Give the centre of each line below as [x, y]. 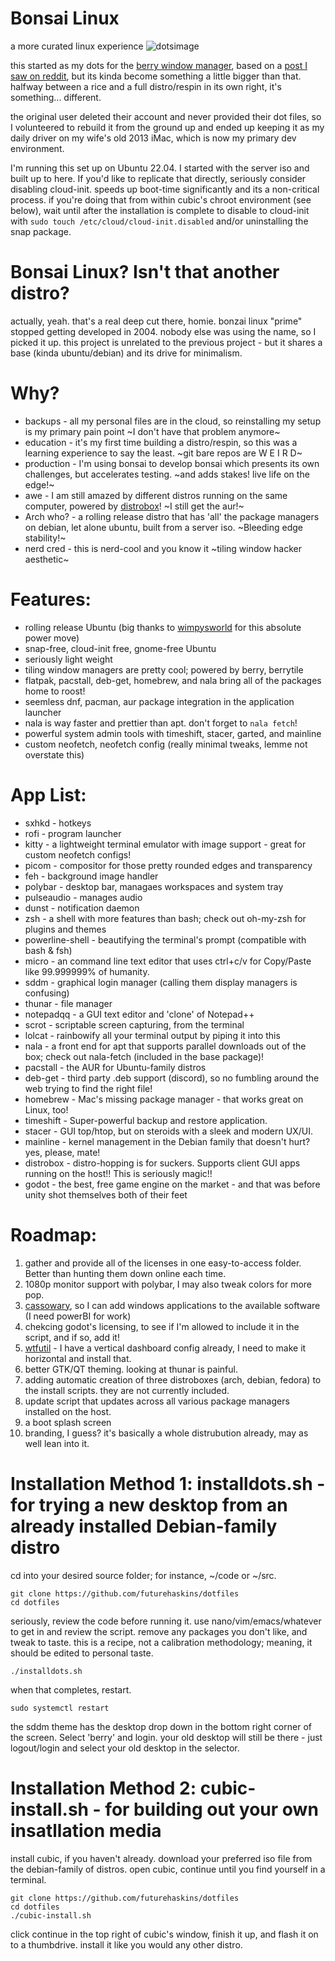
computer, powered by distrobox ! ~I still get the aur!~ [134, 506]
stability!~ [45, 538]
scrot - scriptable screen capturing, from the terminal [134, 1024]
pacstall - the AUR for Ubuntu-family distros [115, 1067]
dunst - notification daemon [82, 908]
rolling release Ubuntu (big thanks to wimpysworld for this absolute [163, 627]
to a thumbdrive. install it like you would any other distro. [126, 1944]
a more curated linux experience [77, 46]
